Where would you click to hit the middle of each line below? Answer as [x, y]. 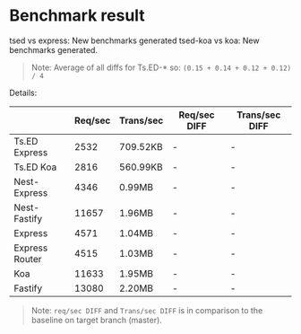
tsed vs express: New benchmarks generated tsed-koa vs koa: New [134, 40]
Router [28, 259]
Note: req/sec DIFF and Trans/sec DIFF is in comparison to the [147, 310]
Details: [23, 92]
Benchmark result [77, 16]
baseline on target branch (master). [97, 320]
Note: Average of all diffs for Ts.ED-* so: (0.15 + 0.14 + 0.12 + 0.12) [161, 67]
